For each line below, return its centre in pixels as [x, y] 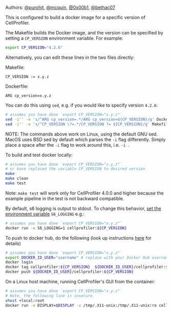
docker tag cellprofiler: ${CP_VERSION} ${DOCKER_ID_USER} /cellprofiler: [86, 267]
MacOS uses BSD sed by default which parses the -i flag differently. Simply [85, 139]
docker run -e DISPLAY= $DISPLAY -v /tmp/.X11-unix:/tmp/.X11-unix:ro [81, 305]
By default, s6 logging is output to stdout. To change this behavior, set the [83, 208]
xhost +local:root [25, 300]
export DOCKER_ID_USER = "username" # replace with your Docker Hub [78, 258]
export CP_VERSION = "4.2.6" [34, 48]
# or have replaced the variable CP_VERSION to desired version [75, 169]
